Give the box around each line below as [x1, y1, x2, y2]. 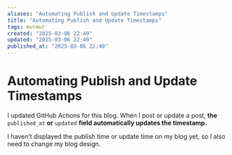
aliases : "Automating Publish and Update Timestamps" [7, 10, 169, 18]
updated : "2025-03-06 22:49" [7, 36, 93, 43]
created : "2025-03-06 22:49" [7, 29, 93, 37]
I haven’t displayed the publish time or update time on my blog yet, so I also [7, 132, 226, 140]
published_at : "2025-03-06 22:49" [7, 43, 109, 50]
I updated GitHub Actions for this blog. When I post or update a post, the [7, 111, 218, 119]
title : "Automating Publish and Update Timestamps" [7, 17, 162, 24]
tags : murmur [7, 23, 46, 30]
